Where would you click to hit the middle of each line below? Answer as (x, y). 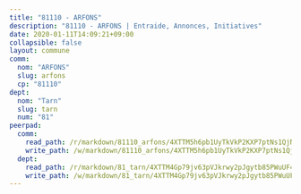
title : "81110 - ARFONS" (56, 17)
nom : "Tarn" (40, 101)
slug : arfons (42, 76)
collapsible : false (46, 42)
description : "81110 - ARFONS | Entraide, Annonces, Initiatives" (136, 26)
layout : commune (39, 51)
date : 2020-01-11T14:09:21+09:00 (72, 34)
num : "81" (35, 117)
